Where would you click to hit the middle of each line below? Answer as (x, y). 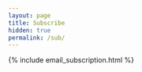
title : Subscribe (37, 23)
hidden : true (30, 30)
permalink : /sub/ (37, 38)
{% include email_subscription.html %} (71, 60)
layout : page (30, 15)
